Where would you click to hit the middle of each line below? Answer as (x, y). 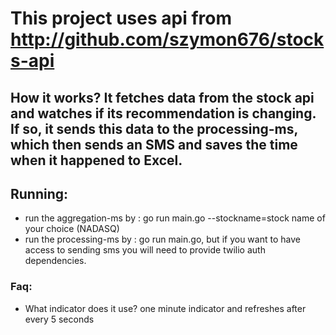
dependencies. (55, 261)
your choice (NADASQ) (72, 229)
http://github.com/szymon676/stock (167, 39)
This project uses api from (121, 18)
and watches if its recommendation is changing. (163, 113)
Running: (39, 193)
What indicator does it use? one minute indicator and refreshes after (165, 308)
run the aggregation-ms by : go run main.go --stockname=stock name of (175, 218)
